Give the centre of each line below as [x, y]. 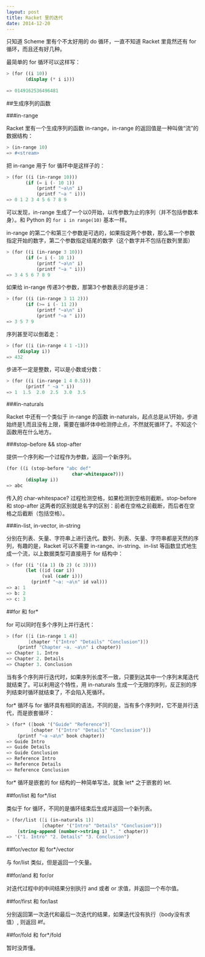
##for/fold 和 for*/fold [34, 935]
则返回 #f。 [34, 922]
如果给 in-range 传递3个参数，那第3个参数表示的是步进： [78, 287]
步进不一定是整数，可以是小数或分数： [54, 369]
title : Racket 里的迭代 [34, 18]
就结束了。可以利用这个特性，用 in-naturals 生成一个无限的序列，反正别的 [99, 684]
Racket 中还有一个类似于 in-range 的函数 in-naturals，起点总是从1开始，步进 [102, 417]
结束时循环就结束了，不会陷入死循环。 [59, 692]
